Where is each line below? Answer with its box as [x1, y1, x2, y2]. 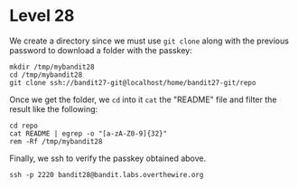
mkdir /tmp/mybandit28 [9, 62, 95, 71]
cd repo [9, 121, 39, 130]
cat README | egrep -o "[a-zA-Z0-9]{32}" [9, 128, 168, 138]
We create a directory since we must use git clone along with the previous [9, 35, 289, 46]
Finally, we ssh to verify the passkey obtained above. [9, 153, 207, 164]
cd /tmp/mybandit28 [9, 70, 83, 80]
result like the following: [9, 103, 98, 114]
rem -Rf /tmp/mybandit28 [9, 136, 103, 146]
